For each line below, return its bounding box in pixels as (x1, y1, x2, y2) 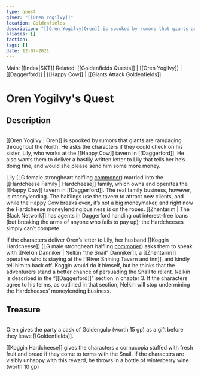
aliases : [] (6, 31, 36, 37)
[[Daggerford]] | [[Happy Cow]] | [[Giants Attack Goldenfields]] (6, 70, 162, 78)
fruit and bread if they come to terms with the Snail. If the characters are (6, 350, 184, 357)
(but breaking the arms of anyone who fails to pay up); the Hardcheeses (6, 218, 184, 225)
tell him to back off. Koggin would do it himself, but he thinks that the (6, 261, 175, 269)
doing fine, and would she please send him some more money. (6, 162, 161, 169)
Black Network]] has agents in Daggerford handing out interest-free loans (6, 212, 188, 219)
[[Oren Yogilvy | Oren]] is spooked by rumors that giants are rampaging (6, 136, 182, 144)
